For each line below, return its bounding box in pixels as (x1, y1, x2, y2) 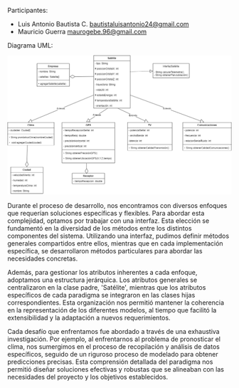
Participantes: (7, 6, 48, 14)
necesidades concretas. (7, 254, 78, 263)
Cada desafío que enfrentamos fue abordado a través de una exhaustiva (7, 327, 220, 335)
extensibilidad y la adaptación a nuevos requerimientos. (7, 313, 171, 322)
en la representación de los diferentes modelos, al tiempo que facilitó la (7, 305, 217, 314)
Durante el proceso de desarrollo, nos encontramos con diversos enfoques (7, 201, 228, 209)
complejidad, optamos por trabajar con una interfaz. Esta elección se (7, 216, 210, 225)
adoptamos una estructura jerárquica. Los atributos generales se (7, 276, 198, 284)
